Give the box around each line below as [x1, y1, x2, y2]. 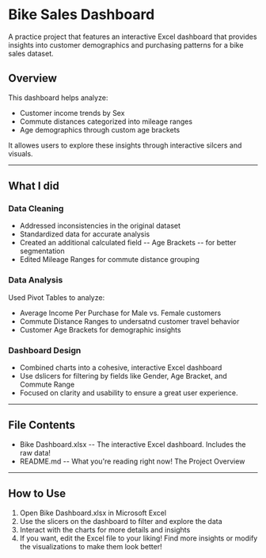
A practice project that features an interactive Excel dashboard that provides [8, 32, 257, 41]
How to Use [8, 487, 66, 501]
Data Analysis [8, 275, 63, 286]
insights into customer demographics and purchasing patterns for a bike [8, 40, 244, 49]
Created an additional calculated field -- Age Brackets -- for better [19, 238, 237, 248]
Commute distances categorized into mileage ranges [19, 117, 192, 126]
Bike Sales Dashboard [8, 6, 155, 24]
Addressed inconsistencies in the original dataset [19, 221, 180, 231]
